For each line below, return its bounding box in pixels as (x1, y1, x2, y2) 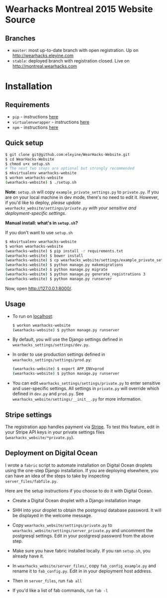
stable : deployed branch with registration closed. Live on (12, 58, 130, 63)
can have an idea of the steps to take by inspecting (5, 473, 110, 479)
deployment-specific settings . (5, 210, 67, 216)
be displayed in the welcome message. (12, 512, 92, 518)
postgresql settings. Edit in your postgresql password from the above (12, 533, 154, 539)
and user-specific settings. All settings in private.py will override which (12, 386, 160, 392)
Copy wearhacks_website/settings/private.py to (12, 522, 113, 528)
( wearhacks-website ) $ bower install (5, 253, 83, 258)
